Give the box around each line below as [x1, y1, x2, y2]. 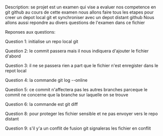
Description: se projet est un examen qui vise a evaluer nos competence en [5, 4, 156, 10]
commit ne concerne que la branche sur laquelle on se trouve [5, 92, 128, 97]
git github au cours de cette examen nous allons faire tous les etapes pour [5, 9, 154, 15]
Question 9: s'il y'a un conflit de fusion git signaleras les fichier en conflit [5, 125, 151, 131]
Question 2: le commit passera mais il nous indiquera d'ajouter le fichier [5, 48, 149, 54]
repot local [5, 68, 27, 74]
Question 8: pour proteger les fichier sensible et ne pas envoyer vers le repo [5, 111, 158, 117]
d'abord [5, 53, 21, 59]
